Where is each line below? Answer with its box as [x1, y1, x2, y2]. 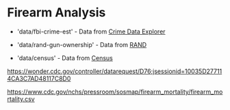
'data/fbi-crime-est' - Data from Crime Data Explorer [16, 27, 166, 36]
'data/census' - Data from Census [16, 53, 113, 62]
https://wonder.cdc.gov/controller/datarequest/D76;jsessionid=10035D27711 [7, 67, 222, 75]
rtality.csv [7, 94, 36, 103]
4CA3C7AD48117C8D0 [7, 74, 71, 83]
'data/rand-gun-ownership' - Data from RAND [16, 40, 147, 49]
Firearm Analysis [7, 5, 106, 20]
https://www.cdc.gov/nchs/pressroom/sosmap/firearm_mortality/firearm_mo [7, 87, 223, 96]
